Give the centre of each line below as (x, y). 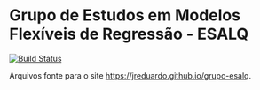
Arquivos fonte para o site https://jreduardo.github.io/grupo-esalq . (130, 75)
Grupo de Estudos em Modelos (125, 15)
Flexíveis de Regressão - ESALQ (129, 34)
